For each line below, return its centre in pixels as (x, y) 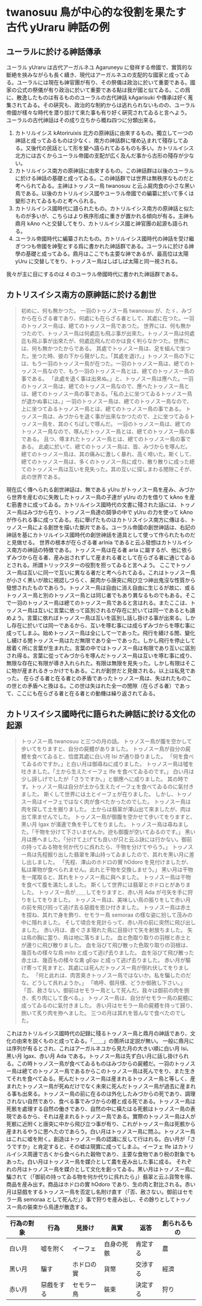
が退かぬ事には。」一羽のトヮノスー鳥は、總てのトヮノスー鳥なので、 (106, 401)
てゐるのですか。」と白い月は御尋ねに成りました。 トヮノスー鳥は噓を (107, 764)
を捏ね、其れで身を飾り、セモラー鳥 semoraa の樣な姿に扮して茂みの (107, 915)
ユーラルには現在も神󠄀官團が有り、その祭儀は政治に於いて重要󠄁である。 (103, 82)
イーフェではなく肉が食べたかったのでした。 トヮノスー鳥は (116, 801)
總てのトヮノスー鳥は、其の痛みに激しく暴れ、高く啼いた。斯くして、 (108, 454)
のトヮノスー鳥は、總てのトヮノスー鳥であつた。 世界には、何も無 (103, 325)
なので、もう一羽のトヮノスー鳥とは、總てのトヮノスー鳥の (121, 371)
